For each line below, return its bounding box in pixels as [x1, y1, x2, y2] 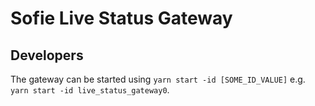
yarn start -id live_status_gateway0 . [10, 84, 170, 96]
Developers [10, 47, 84, 64]
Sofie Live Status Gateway [10, 7, 233, 30]
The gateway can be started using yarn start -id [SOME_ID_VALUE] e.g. [10, 73, 306, 85]
